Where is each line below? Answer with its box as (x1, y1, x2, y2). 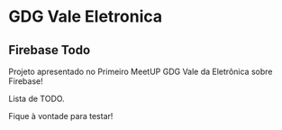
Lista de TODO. (8, 93, 65, 104)
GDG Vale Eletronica (8, 6, 163, 27)
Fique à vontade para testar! (8, 111, 114, 121)
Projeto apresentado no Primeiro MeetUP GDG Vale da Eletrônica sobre (8, 66, 273, 77)
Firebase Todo (8, 42, 91, 58)
